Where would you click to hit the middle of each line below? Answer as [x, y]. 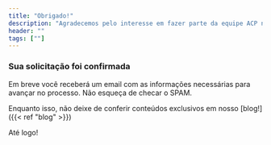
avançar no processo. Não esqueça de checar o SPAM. [100, 93]
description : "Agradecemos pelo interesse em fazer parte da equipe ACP [133, 23]
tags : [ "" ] [27, 38]
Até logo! [23, 132]
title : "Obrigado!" [41, 16]
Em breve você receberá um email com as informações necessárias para [129, 84]
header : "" [27, 31]
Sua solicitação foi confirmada [69, 67]
